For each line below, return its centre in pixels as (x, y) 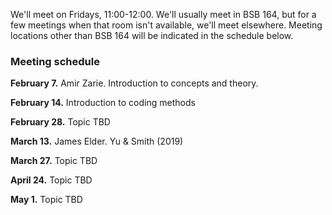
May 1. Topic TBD (46, 200)
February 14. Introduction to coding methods (103, 103)
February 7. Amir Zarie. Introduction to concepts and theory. (134, 83)
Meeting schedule (55, 61)
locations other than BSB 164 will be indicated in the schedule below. (152, 35)
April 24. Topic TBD (51, 180)
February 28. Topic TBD (60, 122)
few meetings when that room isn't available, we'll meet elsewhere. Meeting (166, 25)
